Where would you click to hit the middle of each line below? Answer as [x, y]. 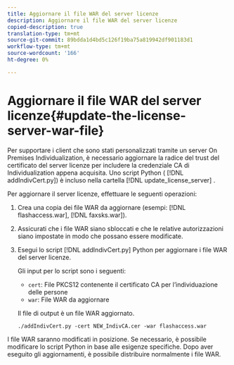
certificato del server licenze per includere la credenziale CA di [98, 165]
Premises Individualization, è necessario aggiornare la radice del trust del [113, 157]
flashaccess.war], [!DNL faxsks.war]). [72, 215]
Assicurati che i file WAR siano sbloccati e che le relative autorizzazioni [120, 228]
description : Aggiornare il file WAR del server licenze [92, 20]
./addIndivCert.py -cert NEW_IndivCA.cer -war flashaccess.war [112, 326]
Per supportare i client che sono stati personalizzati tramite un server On [112, 150]
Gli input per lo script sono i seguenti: [72, 271]
